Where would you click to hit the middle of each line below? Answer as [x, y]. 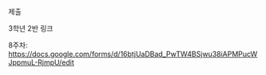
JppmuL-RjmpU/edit [41, 62]
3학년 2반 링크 [31, 28]
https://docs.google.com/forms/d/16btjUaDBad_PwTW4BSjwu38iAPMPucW [133, 54]
